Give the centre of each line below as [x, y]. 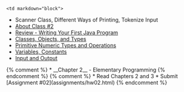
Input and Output [36, 58]
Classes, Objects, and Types [51, 39]
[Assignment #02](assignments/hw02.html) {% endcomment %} [87, 82]
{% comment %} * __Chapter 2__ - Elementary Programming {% [86, 70]
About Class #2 [34, 26]
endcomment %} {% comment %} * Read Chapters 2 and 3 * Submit [92, 76]
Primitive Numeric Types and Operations [66, 45]
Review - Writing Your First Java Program [67, 32]
